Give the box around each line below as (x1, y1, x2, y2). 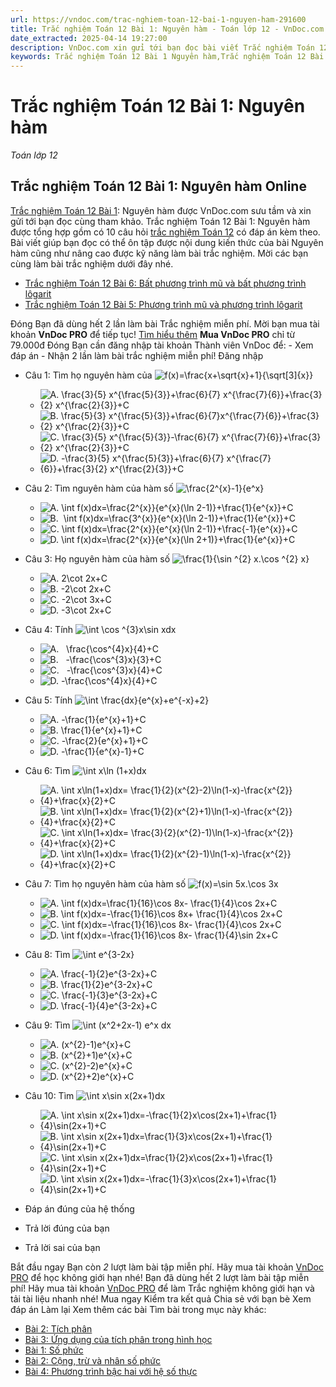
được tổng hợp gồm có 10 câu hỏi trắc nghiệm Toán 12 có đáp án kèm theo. (10, 226, 321, 238)
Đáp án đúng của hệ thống (24, 1202, 135, 1215)
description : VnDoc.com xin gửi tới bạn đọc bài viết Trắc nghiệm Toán (10, 42, 315, 53)
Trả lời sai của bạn (24, 1241, 101, 1253)
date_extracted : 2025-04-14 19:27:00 (10, 33, 168, 43)
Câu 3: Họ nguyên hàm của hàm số (24, 552, 171, 565)
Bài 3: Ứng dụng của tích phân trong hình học (24, 1333, 213, 1345)
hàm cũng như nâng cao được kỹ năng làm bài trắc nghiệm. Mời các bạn (10, 247, 309, 259)
